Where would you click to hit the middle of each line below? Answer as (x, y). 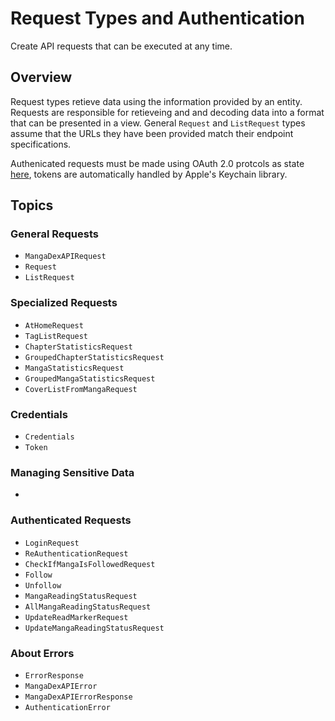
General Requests (54, 234)
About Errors (42, 653)
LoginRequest (52, 543)
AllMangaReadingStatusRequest (88, 607)
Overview (41, 77)
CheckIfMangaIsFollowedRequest (90, 564)
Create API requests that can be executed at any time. (121, 46)
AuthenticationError (67, 707)
